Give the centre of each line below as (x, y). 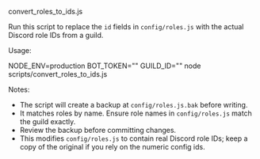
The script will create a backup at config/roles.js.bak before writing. (134, 105)
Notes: (19, 89)
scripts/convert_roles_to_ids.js (58, 74)
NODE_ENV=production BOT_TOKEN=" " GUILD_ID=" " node (105, 66)
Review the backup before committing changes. (98, 130)
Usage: (20, 50)
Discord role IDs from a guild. (56, 35)
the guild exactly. (48, 121)
